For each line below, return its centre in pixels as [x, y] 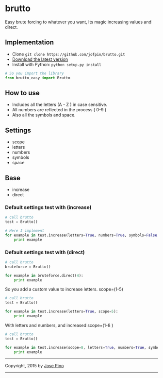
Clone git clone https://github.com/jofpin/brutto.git [68, 54]
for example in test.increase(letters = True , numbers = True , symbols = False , [82, 235]
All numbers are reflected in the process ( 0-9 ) [59, 110]
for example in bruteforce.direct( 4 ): [44, 275]
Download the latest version [40, 59]
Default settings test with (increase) [48, 207]
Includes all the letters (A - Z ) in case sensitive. [60, 104]
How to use [22, 93]
